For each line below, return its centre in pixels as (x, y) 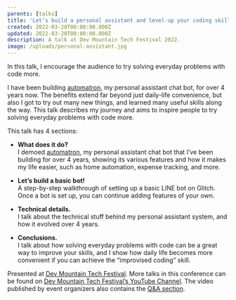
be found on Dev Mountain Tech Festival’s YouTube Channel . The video (111, 281)
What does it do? (42, 144)
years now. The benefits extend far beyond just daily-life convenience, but (115, 95)
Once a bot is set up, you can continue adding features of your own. (116, 195)
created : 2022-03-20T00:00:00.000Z (59, 27)
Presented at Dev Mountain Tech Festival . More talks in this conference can (117, 274)
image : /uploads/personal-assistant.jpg (67, 46)
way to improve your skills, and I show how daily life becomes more (115, 253)
